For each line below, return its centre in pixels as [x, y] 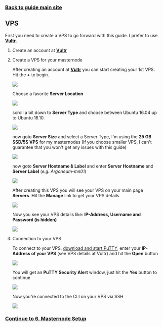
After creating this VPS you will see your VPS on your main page [78, 190]
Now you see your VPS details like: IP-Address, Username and [77, 214]
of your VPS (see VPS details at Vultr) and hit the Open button [95, 253]
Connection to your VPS [37, 238]
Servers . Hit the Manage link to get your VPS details [66, 195]
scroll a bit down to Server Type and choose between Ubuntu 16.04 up [84, 112]
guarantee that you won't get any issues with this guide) [69, 147]
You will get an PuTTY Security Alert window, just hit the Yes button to [84, 272]
